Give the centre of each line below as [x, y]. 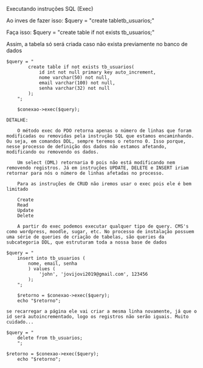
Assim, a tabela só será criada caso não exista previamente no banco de [97, 44]
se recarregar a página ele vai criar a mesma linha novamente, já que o [102, 312]
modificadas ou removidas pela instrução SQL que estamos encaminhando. [100, 136]
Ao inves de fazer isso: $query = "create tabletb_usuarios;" [81, 20]
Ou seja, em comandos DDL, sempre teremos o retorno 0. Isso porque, [96, 141]
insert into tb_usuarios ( [51, 258]
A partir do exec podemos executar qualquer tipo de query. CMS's [103, 227]
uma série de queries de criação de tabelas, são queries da [85, 237]
